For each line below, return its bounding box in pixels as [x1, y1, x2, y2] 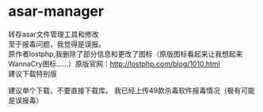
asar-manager [8, 2, 105, 21]
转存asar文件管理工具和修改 [8, 29, 99, 39]
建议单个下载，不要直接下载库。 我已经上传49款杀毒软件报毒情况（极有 [8, 85, 242, 95]
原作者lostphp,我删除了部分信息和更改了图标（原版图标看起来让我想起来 [8, 49, 243, 58]
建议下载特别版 [8, 69, 57, 78]
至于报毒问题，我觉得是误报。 [8, 39, 105, 49]
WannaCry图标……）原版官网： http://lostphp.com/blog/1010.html [8, 58, 220, 69]
